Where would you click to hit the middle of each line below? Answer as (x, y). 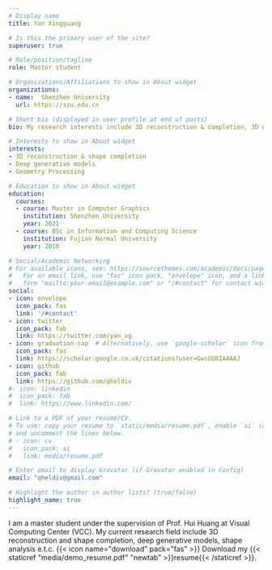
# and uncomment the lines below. (67, 433)
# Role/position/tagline (50, 60)
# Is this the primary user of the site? (79, 38)
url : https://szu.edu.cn (57, 105)
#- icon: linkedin (39, 389)
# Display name (34, 16)
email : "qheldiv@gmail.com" (56, 478)
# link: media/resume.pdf (56, 456)
